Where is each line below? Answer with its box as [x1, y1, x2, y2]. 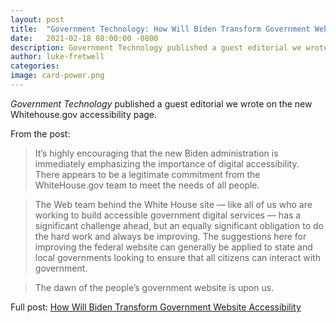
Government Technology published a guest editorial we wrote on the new [10, 97, 313, 110]
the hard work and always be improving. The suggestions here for [34, 230, 307, 242]
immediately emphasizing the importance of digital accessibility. [34, 157, 300, 170]
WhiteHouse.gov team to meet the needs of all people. [34, 179, 260, 191]
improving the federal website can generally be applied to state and [34, 241, 313, 253]
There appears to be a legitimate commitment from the [34, 168, 261, 180]
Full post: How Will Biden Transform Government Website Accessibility [10, 301, 302, 313]
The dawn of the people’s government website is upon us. [34, 281, 275, 293]
